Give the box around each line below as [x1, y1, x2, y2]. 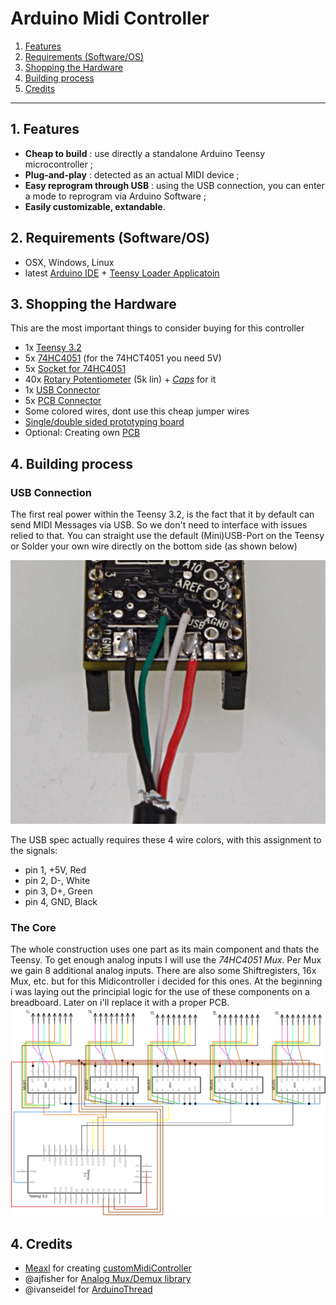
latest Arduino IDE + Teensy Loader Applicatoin [24, 267, 220, 279]
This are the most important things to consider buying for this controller [10, 322, 305, 334]
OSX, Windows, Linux [24, 256, 115, 268]
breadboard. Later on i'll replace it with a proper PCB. [10, 997, 230, 1009]
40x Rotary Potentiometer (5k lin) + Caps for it [24, 373, 217, 386]
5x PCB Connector [24, 395, 102, 407]
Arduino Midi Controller [10, 7, 210, 30]
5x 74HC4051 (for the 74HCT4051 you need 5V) [24, 352, 222, 364]
